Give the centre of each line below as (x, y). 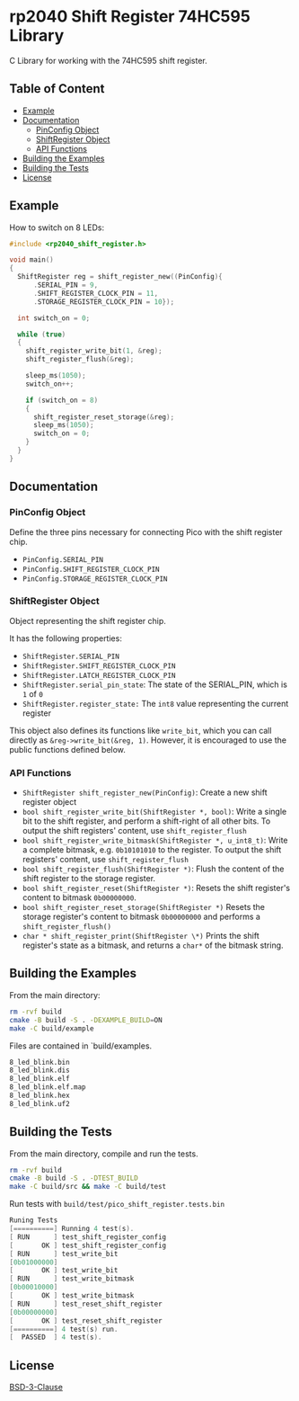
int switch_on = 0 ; (54, 318)
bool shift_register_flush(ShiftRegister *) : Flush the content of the (153, 869)
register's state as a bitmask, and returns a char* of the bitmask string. (153, 945)
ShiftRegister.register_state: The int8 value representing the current (155, 703)
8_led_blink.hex (40, 1096)
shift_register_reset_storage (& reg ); (104, 417)
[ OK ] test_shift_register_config (88, 1245)
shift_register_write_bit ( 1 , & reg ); (94, 351)
